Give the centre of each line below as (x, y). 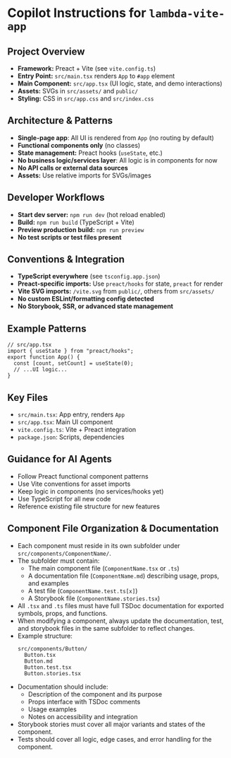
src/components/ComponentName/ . (64, 553)
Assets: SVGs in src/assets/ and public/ (78, 91)
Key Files (27, 397)
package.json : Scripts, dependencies (71, 437)
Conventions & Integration (66, 260)
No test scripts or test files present (69, 237)
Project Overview (46, 51)
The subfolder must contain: (58, 561)
